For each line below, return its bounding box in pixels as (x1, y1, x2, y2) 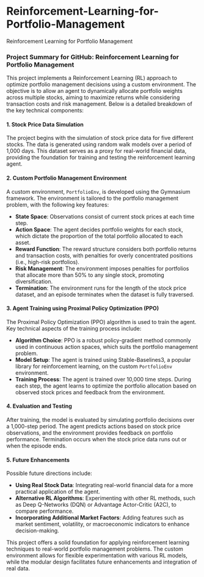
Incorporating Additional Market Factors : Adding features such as (15, 514, 184, 521)
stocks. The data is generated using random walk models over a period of (6, 141, 192, 148)
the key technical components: (6, 107, 84, 114)
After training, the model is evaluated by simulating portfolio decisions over (6, 416, 195, 424)
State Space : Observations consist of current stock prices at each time (15, 213, 195, 220)
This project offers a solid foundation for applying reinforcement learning (6, 539, 190, 546)
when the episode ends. (6, 442, 67, 450)
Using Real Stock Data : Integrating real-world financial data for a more (15, 482, 194, 489)
